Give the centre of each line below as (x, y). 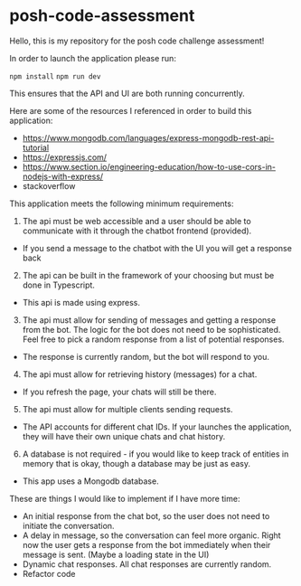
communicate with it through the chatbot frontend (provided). (137, 231)
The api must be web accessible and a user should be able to (136, 221)
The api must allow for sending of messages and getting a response (149, 320)
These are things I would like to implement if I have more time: (125, 498)
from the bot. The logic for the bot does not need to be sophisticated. (151, 329)
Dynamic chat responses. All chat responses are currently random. (147, 564)
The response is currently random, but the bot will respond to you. (146, 356)
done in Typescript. (58, 285)
